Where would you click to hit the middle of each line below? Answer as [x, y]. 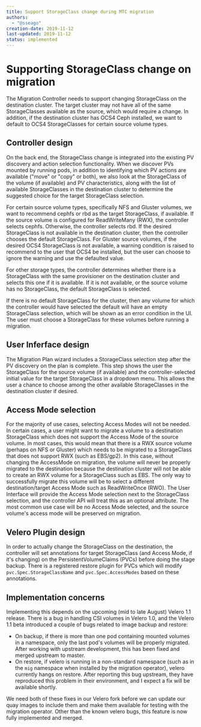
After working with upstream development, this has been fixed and [97, 649]
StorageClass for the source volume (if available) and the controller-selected [101, 372]
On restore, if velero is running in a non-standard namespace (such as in [104, 662]
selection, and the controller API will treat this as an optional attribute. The [97, 500]
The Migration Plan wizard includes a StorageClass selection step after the [98, 359]
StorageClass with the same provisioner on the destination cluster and [93, 276]
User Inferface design [48, 345]
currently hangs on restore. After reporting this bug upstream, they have [104, 674]
